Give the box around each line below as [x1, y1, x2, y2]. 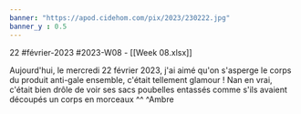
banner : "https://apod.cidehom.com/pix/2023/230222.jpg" [9, 13, 231, 23]
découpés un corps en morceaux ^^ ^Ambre [9, 93, 175, 105]
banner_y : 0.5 [9, 22, 67, 31]
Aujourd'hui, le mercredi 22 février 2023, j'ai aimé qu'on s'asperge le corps [9, 65, 292, 76]
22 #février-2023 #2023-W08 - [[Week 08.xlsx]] [9, 47, 193, 57]
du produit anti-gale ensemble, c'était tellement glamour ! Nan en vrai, [9, 74, 273, 85]
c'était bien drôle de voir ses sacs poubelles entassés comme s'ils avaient [9, 84, 287, 95]
